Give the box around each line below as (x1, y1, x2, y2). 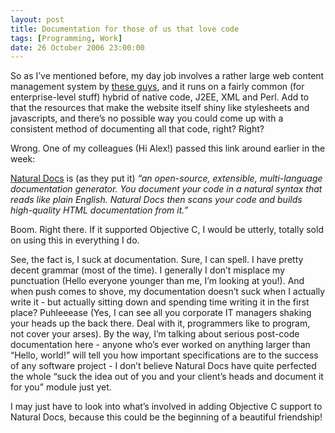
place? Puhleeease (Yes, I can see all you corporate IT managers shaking (10, 307, 312, 319)
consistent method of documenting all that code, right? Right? (10, 123, 265, 135)
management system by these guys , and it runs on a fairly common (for (10, 81, 305, 93)
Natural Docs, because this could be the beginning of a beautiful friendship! (10, 411, 323, 423)
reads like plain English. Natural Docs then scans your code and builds (10, 194, 303, 206)
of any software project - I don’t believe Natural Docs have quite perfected (10, 360, 317, 372)
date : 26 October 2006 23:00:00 (10, 42, 145, 53)
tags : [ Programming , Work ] (10, 33, 123, 43)
